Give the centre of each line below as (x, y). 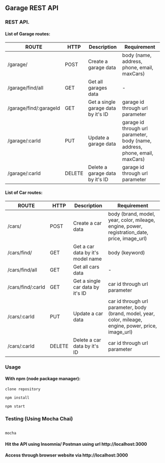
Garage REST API (32, 8)
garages (97, 88)
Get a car (84, 247)
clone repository (23, 389)
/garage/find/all (26, 88)
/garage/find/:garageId (34, 108)
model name (87, 259)
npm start (15, 406)
